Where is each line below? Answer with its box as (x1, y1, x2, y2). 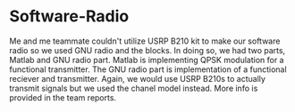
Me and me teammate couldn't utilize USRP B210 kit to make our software (9, 36, 281, 46)
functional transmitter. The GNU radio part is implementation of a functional (9, 64, 288, 75)
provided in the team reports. (9, 92, 117, 103)
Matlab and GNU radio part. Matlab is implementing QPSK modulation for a (9, 54, 284, 65)
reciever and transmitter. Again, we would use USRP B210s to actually (9, 73, 266, 84)
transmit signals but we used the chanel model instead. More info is (9, 83, 258, 93)
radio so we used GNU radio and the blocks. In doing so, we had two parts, (9, 44, 286, 55)
